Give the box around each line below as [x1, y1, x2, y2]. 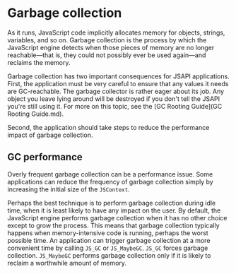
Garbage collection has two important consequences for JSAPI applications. [7, 72, 230, 81]
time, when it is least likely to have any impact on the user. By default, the [7, 206, 221, 215]
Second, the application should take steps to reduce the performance [7, 123, 210, 131]
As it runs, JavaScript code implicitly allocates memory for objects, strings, [7, 28, 225, 37]
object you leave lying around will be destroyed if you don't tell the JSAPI [7, 94, 220, 103]
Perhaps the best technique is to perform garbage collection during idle [7, 198, 216, 207]
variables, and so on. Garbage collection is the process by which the [7, 35, 207, 44]
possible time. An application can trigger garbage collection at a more [7, 236, 211, 244]
